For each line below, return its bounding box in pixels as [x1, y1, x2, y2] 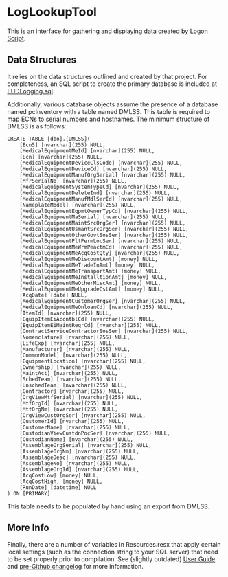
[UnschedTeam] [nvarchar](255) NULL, [19, 382, 128, 389]
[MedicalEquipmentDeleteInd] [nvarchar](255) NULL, [19, 190, 170, 196]
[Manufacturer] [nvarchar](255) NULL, [19, 346, 130, 352]
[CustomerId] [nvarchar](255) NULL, [19, 418, 125, 425]
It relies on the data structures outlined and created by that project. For [7, 72, 208, 80]
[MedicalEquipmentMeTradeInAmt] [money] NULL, [19, 262, 155, 269]
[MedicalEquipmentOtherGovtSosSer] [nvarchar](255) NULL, [19, 231, 189, 238]
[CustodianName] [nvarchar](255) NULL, [19, 435, 134, 443]
